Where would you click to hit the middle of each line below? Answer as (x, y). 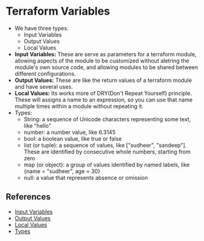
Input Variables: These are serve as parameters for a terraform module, (105, 54)
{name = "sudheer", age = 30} (62, 171)
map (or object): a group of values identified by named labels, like (107, 165)
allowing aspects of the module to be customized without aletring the (102, 61)
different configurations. (45, 73)
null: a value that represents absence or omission (86, 177)
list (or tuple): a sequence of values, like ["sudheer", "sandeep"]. (105, 145)
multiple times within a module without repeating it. (79, 106)
